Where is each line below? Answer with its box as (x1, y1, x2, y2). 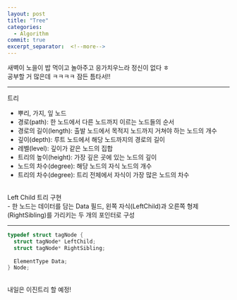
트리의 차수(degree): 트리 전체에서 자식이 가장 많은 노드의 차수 (17, 171, 190, 179)
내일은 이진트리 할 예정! (7, 285, 72, 294)
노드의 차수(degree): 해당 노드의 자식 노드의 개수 (17, 162, 152, 170)
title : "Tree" (7, 17, 49, 24)
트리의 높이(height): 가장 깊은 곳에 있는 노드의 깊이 (17, 153, 157, 161)
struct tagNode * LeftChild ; (13, 238, 97, 245)
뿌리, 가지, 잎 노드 (17, 109, 67, 117)
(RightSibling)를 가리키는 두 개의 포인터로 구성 (7, 211, 135, 219)
